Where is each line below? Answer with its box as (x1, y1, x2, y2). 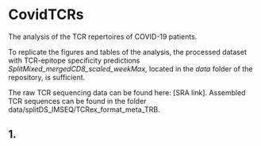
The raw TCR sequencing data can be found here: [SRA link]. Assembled (8, 87, 246, 97)
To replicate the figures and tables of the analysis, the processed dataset (8, 47, 248, 56)
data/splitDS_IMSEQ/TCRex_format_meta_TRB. (8, 105, 160, 114)
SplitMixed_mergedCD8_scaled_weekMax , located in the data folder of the (8, 63, 253, 73)
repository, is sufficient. (8, 72, 86, 82)
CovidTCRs (8, 6, 84, 24)
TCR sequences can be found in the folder (8, 96, 147, 106)
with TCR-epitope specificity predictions (8, 56, 140, 65)
